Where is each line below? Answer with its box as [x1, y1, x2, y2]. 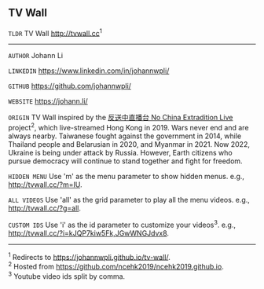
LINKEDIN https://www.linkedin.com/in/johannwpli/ [8, 66, 170, 75]
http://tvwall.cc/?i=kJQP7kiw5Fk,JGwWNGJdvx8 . [8, 228, 170, 238]
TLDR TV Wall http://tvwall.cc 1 [8, 27, 102, 38]
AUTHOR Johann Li [8, 51, 64, 60]
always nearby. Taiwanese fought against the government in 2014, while [8, 131, 242, 141]
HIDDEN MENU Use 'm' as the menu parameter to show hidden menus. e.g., [8, 172, 245, 181]
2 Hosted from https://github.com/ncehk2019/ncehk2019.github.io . [8, 261, 224, 272]
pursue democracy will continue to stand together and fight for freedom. [8, 156, 243, 166]
